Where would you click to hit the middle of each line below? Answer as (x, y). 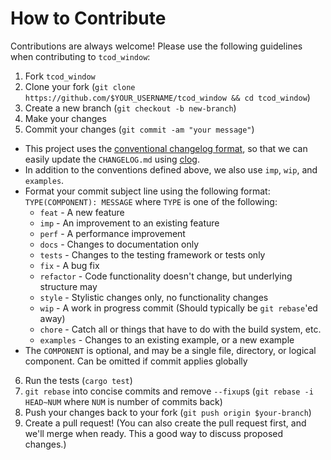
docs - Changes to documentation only (119, 244)
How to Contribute (88, 18)
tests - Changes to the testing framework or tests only (152, 254)
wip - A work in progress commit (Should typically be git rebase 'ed (178, 308)
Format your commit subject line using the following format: (147, 191)
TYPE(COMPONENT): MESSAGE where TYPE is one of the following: (151, 201)
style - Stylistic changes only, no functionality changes (154, 297)
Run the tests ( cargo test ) (78, 380)
